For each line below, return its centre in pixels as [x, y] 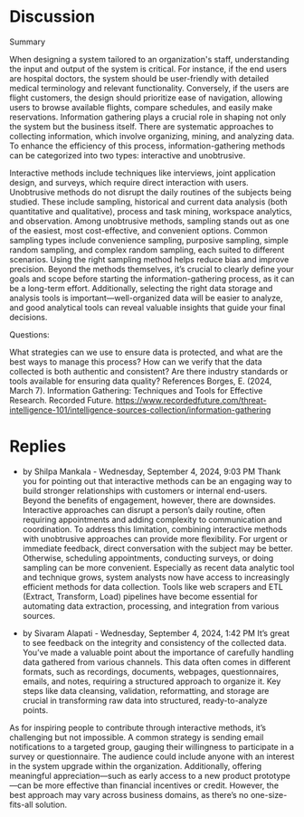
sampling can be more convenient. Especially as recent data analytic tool [158, 567]
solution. [51, 804]
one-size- [269, 794]
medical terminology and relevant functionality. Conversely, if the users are [149, 88]
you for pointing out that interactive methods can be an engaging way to [157, 480]
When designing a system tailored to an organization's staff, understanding [149, 59]
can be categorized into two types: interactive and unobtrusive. [128, 155]
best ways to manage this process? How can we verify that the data [136, 361]
